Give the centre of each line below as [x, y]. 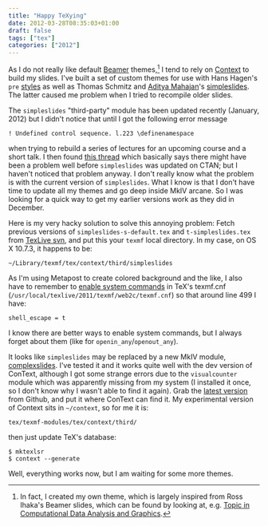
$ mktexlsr [26, 452]
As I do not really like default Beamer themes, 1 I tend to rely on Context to [129, 69]
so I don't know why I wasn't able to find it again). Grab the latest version [128, 390]
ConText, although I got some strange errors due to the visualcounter [123, 374]
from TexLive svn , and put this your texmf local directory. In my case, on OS [132, 239]
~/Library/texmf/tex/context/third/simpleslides [91, 263]
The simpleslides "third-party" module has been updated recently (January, [134, 110]
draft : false [30, 30]
